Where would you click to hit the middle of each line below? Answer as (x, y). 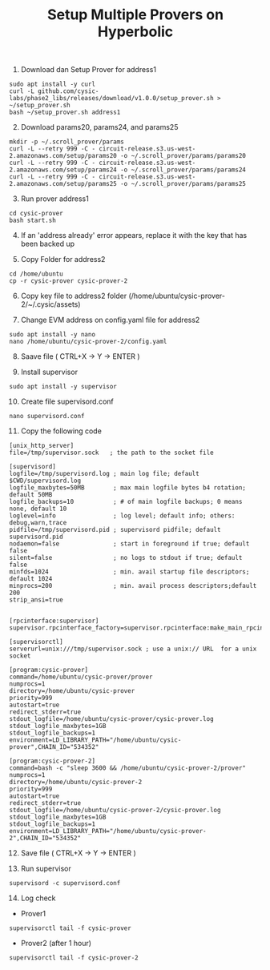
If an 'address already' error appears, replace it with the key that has (134, 235)
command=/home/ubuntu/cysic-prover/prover (81, 677)
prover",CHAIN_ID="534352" (54, 747)
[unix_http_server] (42, 445)
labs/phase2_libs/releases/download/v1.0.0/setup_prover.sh (112, 98)
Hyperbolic (135, 32)
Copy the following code (61, 431)
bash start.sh (33, 220)
